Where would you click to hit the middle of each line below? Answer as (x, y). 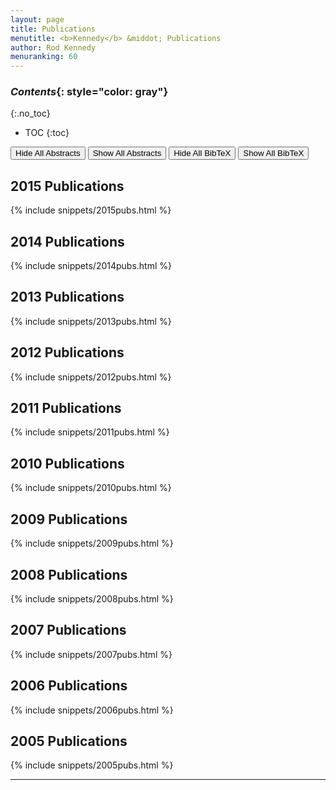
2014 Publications (67, 241)
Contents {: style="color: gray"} (89, 92)
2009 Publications (69, 519)
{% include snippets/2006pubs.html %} (92, 710)
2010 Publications (67, 463)
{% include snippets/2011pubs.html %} (90, 432)
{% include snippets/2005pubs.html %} (92, 765)
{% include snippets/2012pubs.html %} (91, 377)
